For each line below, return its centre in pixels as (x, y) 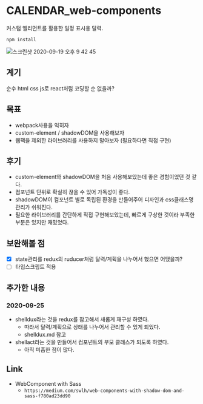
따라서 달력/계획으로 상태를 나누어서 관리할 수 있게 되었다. (92, 327)
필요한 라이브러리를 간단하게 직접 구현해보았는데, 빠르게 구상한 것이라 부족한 (105, 215)
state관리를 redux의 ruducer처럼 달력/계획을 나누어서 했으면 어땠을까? (99, 259)
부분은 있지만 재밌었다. (42, 223)
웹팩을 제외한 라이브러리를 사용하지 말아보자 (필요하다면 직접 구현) (93, 140)
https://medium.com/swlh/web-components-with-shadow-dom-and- (104, 391)
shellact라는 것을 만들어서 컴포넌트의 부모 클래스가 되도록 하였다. (92, 342)
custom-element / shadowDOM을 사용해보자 (70, 133)
